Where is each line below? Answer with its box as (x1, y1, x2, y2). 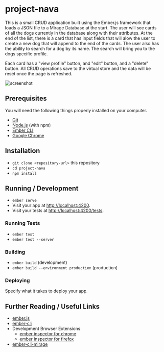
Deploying (5, 277, 30, 283)
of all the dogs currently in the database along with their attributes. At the (5, 30, 153, 36)
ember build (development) (12, 259, 68, 265)
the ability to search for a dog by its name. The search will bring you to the (5, 46, 155, 51)
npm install (12, 171, 37, 176)
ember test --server (12, 237, 54, 242)
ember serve (12, 198, 37, 203)
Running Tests (5, 220, 40, 227)
